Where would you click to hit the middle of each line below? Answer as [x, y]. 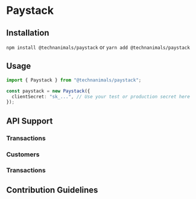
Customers [23, 154]
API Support [30, 121]
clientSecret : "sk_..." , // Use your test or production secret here [101, 96]
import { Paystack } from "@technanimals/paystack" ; [74, 80]
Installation [28, 33]
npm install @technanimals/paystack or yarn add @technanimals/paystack [98, 47]
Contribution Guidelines [52, 190]
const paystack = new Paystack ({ [48, 91]
